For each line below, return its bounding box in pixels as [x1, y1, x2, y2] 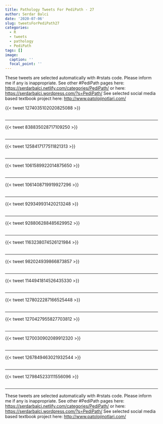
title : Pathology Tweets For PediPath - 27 [5, 7, 95, 12]
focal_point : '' [9, 61, 42, 66]
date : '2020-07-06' [5, 16, 45, 21]
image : [5, 52, 18, 58]
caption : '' [9, 57, 34, 62]
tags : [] [5, 48, 23, 53]
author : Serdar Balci [5, 12, 49, 17]
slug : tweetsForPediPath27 [5, 20, 60, 26]
